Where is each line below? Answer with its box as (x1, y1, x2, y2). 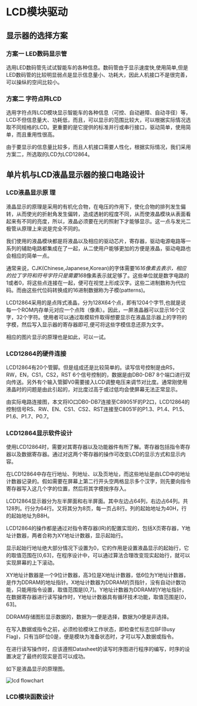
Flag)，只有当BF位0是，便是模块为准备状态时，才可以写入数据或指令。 (6, 633, 177, 640)
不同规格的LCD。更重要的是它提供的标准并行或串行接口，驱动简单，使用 (11, 124, 186, 131)
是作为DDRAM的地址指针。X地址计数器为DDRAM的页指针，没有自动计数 (6, 579, 181, 586)
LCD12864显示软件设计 (6, 429, 73, 437)
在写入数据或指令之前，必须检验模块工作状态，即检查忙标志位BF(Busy (6, 626, 176, 633)
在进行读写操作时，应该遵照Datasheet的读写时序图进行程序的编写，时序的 (6, 646, 185, 653)
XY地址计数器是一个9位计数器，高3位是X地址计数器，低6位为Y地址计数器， (6, 572, 189, 579)
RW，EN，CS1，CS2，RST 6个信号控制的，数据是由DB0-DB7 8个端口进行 (6, 371, 186, 378)
